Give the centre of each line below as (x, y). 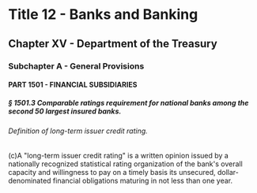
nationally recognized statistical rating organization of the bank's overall (125, 164)
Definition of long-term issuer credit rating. (78, 131)
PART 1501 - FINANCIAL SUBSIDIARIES (73, 85)
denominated (30, 180)
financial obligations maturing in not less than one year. (143, 180)
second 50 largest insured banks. (65, 111)
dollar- (228, 172)
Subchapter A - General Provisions (76, 66)
